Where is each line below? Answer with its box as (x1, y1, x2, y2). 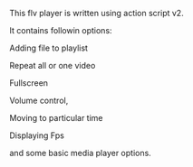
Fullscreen (9, 78, 48, 88)
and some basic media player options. (9, 148, 151, 158)
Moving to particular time (9, 113, 103, 123)
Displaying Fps (9, 130, 65, 141)
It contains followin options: (9, 25, 112, 35)
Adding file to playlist (9, 42, 89, 53)
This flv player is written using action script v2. (9, 8, 184, 18)
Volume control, (9, 95, 69, 106)
